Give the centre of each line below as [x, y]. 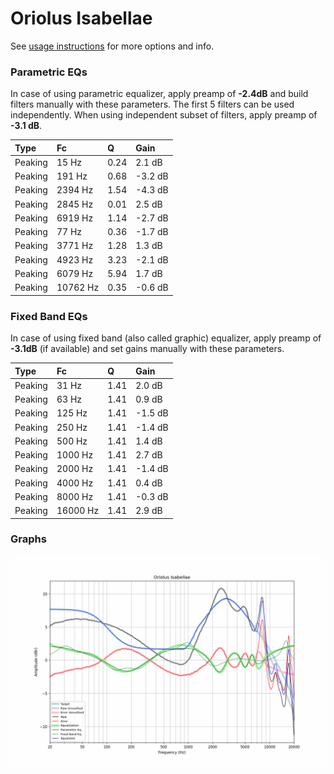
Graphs [28, 539]
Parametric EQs [49, 72]
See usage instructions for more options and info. [112, 46]
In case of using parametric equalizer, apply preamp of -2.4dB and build [159, 94]
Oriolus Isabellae [81, 18]
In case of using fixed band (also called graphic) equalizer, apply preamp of [166, 338]
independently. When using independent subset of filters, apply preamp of [164, 115]
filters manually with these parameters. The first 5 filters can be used [152, 104]
